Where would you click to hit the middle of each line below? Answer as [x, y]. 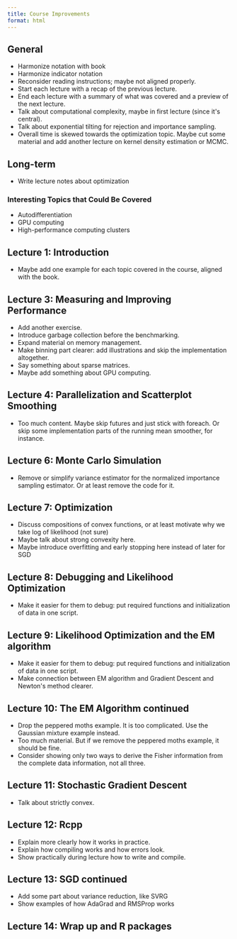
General [25, 49]
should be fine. [39, 748]
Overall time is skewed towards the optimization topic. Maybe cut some [121, 134]
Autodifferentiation [45, 215]
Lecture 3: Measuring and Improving [89, 299]
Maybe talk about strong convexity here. [76, 539]
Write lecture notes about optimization [73, 181]
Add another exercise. [50, 328]
